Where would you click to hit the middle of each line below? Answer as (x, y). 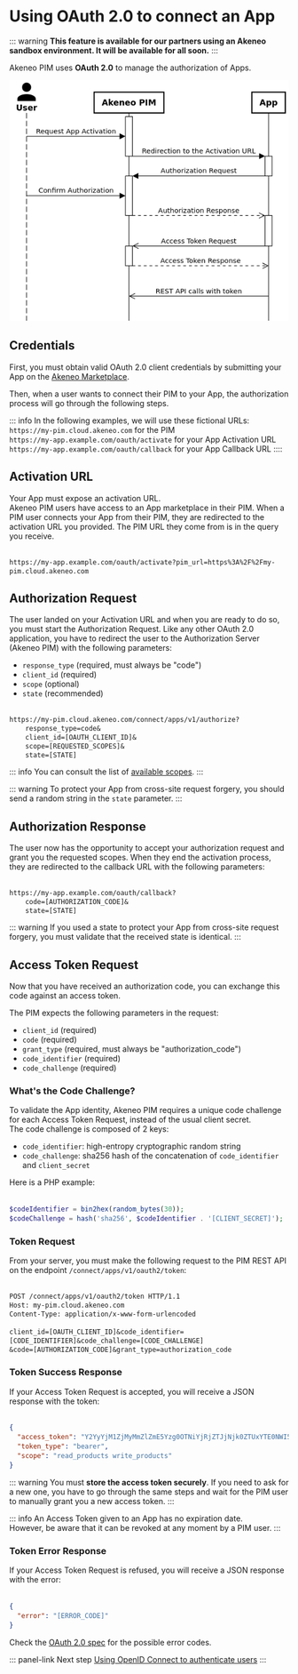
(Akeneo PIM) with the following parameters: (91, 648)
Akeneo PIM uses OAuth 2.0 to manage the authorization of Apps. (130, 68)
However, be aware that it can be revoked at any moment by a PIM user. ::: (145, 1527)
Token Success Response (66, 1373)
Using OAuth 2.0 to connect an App (142, 16)
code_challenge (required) (69, 1068)
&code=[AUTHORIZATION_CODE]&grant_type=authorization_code (121, 1350)
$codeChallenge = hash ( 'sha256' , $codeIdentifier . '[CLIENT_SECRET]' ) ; (146, 1219)
